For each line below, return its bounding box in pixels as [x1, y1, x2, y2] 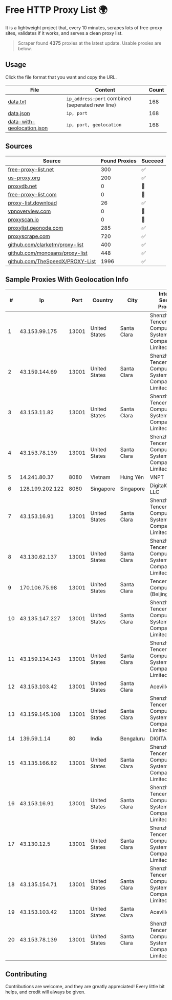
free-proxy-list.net [8, 165, 54, 173]
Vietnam [90, 474, 111, 481]
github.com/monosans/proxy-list [8, 249, 88, 256]
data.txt [8, 98, 27, 105]
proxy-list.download [8, 199, 57, 206]
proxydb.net [8, 182, 37, 190]
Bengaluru [120, 735, 145, 743]
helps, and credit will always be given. [5, 989, 85, 995]
